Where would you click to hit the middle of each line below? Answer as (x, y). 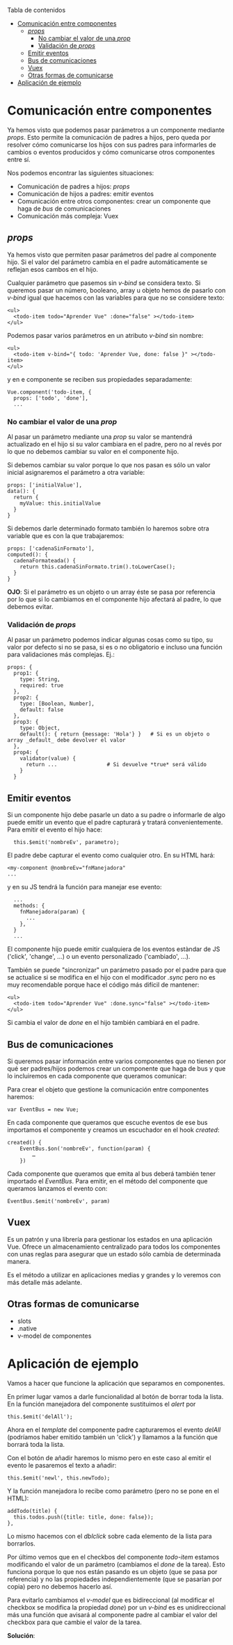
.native (27, 1328)
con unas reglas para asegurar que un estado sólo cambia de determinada (114, 1254)
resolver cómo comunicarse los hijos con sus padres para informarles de (112, 145)
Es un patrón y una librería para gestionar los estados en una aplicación (110, 1239)
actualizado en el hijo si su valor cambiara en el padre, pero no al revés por (115, 444)
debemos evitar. (30, 607)
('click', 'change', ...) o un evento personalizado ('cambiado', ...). (99, 957)
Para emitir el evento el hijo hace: (55, 829)
